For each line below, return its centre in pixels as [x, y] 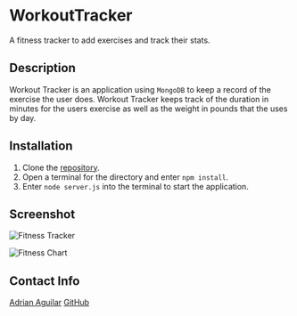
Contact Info [45, 281]
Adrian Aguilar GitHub [49, 303]
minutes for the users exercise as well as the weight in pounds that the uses [148, 109]
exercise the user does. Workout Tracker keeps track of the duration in [139, 99]
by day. [23, 117]
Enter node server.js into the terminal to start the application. [136, 186]
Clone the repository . [61, 167]
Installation [41, 146]
